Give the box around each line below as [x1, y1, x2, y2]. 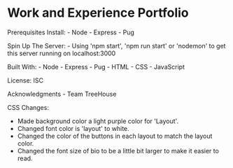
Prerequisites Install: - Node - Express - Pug [7, 28, 135, 36]
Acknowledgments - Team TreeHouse [7, 90, 117, 98]
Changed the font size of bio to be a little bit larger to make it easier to [17, 146, 219, 155]
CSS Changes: [7, 103, 49, 111]
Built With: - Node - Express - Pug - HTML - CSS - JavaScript [7, 62, 185, 71]
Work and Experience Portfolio [7, 5, 189, 21]
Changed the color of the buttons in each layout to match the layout [17, 132, 213, 140]
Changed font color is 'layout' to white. [17, 124, 129, 132]
